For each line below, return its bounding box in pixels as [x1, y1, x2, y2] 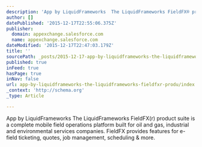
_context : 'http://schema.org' [6, 87, 85, 93]
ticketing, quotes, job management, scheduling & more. [18, 134, 155, 141]
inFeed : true [6, 64, 39, 71]
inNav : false [6, 76, 39, 82]
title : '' [6, 48, 31, 54]
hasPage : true [6, 70, 42, 77]
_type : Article [6, 93, 44, 99]
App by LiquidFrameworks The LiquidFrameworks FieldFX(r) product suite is [6, 114, 195, 122]
